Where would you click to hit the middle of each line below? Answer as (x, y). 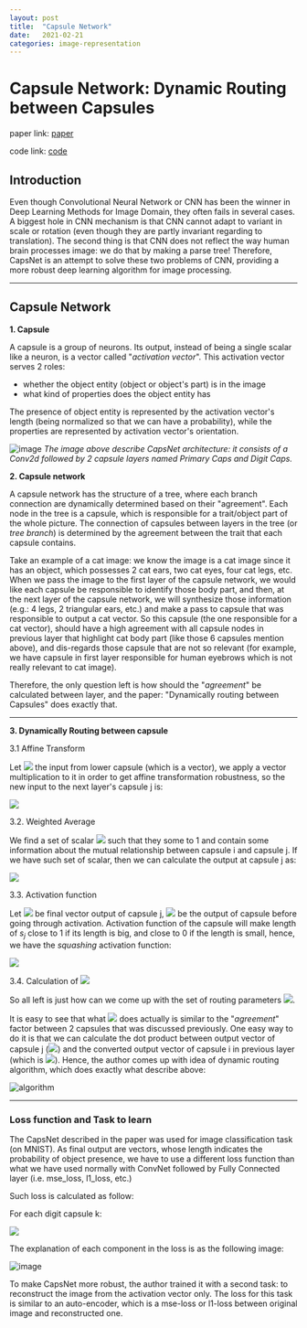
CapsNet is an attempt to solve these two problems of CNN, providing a (144, 260)
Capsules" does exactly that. (64, 704)
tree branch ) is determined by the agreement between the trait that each (146, 532)
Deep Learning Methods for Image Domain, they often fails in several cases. (152, 212)
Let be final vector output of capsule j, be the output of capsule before (153, 913)
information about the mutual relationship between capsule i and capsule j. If (153, 850)
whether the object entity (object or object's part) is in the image (144, 384)
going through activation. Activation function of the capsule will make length (153, 923)
